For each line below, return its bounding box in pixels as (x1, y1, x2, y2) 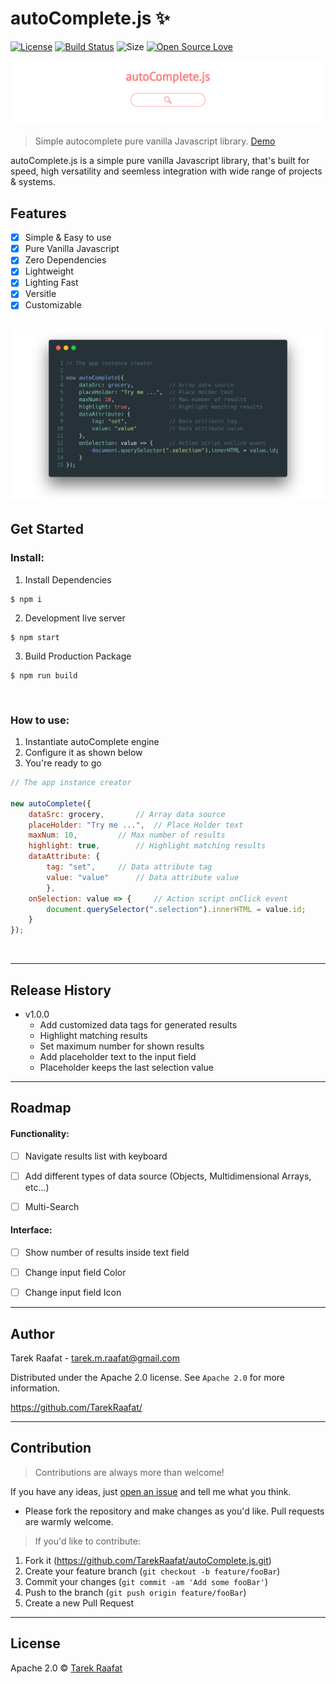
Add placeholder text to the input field (39, 1051, 197, 1063)
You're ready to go (24, 757, 102, 769)
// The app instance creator (10, 778, 132, 788)
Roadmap (10, 1100, 72, 1117)
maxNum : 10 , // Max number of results (28, 830, 226, 841)
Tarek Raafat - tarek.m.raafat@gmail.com (10, 1352, 180, 1364)
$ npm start (10, 632, 60, 642)
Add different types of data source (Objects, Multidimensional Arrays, (24, 1170, 312, 1182)
